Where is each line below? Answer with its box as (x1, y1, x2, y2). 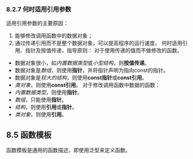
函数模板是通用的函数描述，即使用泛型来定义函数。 (6, 147, 131, 154)
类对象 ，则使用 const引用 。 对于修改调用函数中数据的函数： (14, 81, 161, 89)
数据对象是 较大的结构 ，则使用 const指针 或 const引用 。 (14, 74, 147, 81)
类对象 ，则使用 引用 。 (14, 111, 67, 118)
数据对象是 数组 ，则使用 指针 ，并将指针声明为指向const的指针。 (14, 67, 169, 74)
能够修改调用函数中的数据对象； (14, 32, 93, 39)
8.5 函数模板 (6, 130, 52, 140)
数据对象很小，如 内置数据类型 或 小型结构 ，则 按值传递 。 (14, 59, 150, 67)
